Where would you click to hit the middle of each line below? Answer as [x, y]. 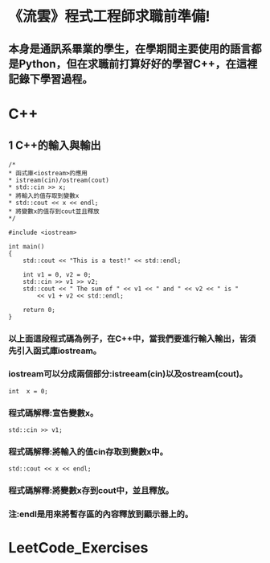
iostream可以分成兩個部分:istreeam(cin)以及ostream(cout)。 [128, 374]
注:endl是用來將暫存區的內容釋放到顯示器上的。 [101, 514]
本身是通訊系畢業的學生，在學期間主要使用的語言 [130, 49]
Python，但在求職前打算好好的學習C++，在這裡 [138, 64]
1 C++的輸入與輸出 [55, 146]
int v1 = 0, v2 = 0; [57, 274]
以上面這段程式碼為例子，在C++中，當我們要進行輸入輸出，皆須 [132, 339]
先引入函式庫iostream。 [55, 351]
